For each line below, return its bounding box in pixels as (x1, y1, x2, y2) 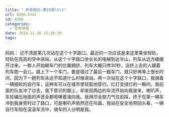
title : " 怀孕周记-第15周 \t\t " (5, 7, 66, 13)
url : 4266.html (5, 12, 37, 17)
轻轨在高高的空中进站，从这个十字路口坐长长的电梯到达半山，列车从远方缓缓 (5, 56, 164, 62)
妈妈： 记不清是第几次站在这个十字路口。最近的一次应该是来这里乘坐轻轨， (5, 50, 161, 56)
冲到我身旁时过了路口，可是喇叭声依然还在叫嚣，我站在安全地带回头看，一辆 (5, 100, 164, 106)
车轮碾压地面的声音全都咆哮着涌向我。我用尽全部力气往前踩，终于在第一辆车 (5, 93, 164, 99)
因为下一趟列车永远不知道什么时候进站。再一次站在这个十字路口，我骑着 (14, 75, 164, 81)
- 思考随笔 (10, 26, 30, 31)
